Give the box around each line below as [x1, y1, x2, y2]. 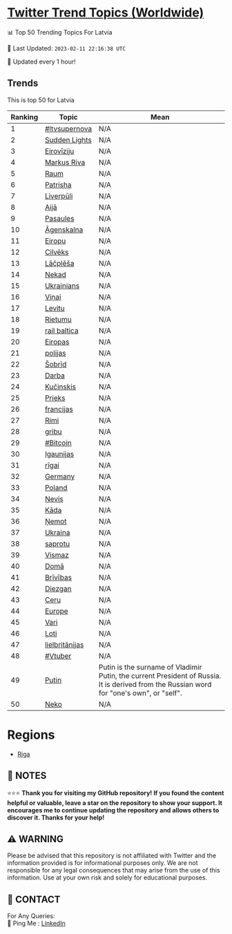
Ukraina [44, 527, 70, 537]
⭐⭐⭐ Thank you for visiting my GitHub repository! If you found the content [7, 788, 224, 797]
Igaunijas [44, 449, 75, 458]
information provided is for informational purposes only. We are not [7, 859, 198, 867]
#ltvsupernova [44, 124, 93, 133]
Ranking [10, 112, 39, 121]
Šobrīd [44, 359, 67, 369]
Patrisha [44, 179, 72, 189]
